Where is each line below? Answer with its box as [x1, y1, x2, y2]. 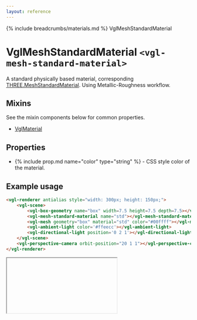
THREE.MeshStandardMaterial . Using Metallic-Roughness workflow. [6, 81, 171, 88]
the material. [14, 164, 45, 171]
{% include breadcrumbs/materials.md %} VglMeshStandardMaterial [6, 25, 172, 32]
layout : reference [6, 8, 51, 15]
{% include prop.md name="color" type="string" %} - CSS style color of [14, 158, 190, 165]
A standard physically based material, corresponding [6, 75, 134, 82]
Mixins [6, 98, 31, 108]
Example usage [6, 181, 63, 191]
